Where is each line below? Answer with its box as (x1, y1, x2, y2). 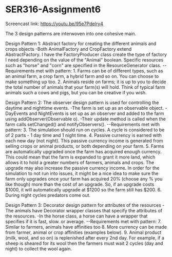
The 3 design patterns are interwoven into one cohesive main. (5, 30, 137, 36)
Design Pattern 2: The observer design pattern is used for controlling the (5, 99, 159, 106)
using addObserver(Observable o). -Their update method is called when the (5, 115, 166, 122)
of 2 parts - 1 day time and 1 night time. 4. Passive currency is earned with (5, 132, 162, 138)
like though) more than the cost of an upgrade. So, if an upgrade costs (5, 181, 155, 187)
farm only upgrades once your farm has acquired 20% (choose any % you (5, 175, 163, 182)
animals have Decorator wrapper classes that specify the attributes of (14, 207, 163, 213)
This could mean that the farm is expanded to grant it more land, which (5, 154, 156, 160)
